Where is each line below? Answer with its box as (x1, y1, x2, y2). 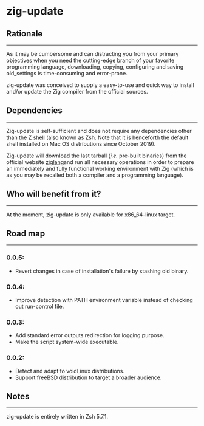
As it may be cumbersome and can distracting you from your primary (6, 50, 179, 57)
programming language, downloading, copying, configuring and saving (6, 63, 184, 70)
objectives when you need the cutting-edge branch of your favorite (6, 57, 175, 64)
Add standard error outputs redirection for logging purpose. (15, 332, 165, 339)
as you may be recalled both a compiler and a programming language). (6, 171, 184, 179)
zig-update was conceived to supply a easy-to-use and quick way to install (6, 81, 194, 89)
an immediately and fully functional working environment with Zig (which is (6, 165, 194, 172)
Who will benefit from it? (6, 189, 101, 199)
